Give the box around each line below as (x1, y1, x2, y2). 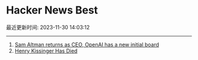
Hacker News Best (6, 4, 98, 17)
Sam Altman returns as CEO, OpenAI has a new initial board (14, 41, 159, 48)
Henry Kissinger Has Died (14, 47, 78, 54)
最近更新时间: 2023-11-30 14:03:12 (6, 24, 90, 31)
